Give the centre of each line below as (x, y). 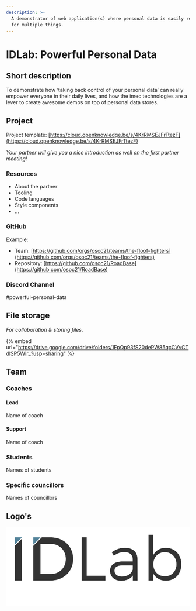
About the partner (36, 187)
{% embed (19, 341)
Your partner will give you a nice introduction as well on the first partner (92, 153)
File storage (28, 316)
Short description (39, 76)
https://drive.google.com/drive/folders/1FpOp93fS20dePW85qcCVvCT (103, 347)
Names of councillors (32, 498)
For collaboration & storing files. (45, 329)
